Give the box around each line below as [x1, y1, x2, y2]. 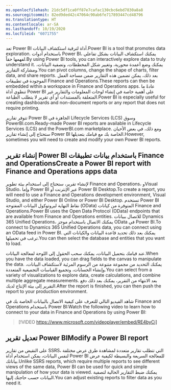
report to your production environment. [6, 288, 88, 294]
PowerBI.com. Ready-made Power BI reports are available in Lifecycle [6, 120, 152, 126]
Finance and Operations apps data [6, 167, 117, 176]
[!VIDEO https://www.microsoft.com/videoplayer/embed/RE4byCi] [18, 319, 158, 325]
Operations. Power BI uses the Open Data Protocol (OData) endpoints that [6, 208, 160, 214]
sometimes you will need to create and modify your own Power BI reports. [6, 136, 161, 142]
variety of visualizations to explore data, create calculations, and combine [6, 272, 161, 278]
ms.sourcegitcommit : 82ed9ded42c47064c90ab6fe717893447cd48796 [6, 12, 143, 17]
